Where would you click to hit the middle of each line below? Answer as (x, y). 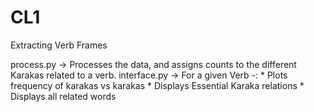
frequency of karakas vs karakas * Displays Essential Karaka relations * (157, 85)
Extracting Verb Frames (59, 45)
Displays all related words (63, 96)
